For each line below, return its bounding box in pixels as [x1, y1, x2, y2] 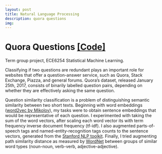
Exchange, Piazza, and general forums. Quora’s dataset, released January [5, 77, 153, 83]
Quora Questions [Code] [5, 42, 106, 52]
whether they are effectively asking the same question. [5, 88, 115, 94]
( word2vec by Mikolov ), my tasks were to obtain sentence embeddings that [5, 107, 157, 113]
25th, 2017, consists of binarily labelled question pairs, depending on [5, 83, 143, 88]
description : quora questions [5, 16, 67, 21]
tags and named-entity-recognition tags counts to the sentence [21, 128, 148, 134]
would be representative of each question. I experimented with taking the [5, 113, 152, 119]
